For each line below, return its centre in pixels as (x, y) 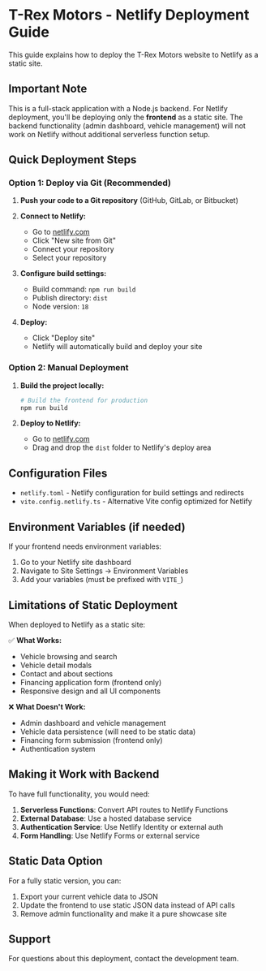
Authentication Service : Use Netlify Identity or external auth (122, 826)
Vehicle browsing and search (69, 656)
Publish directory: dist (70, 298)
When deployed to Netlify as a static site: (77, 624)
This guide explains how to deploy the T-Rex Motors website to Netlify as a (133, 54)
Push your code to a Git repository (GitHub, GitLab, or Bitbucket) (129, 201)
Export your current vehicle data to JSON (89, 896)
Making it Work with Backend (84, 774)
